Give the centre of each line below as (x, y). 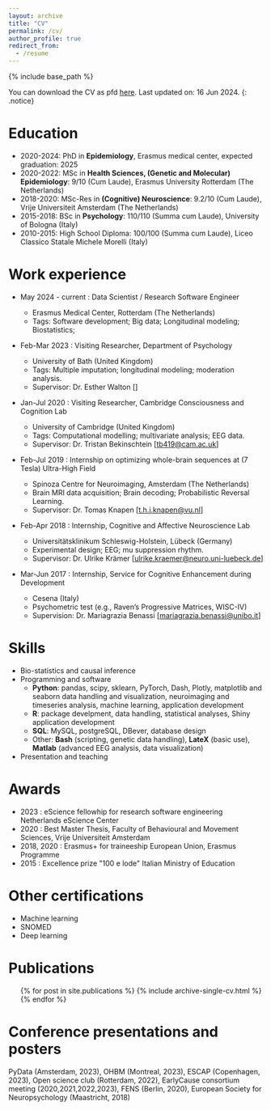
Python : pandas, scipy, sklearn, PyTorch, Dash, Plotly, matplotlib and (147, 688)
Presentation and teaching (64, 756)
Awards (35, 789)
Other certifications (76, 896)
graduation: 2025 (49, 164)
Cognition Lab (43, 411)
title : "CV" (28, 23)
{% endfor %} (43, 999)
